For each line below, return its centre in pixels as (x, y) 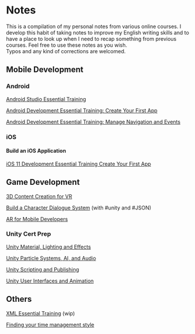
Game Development (43, 182)
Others (19, 299)
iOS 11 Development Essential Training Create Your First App (78, 164)
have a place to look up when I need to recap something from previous (91, 39)
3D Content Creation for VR (39, 196)
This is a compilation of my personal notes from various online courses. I (94, 26)
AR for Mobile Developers (37, 219)
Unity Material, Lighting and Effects (49, 247)
